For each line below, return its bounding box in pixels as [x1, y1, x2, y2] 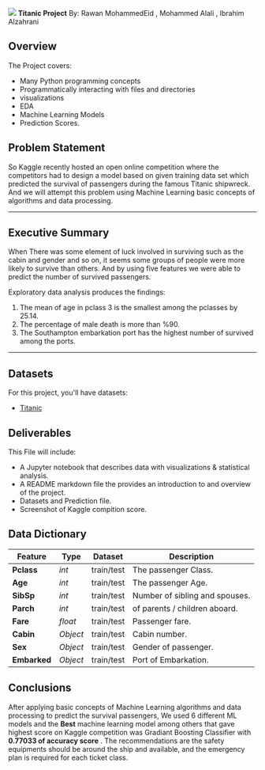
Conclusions [8, 681, 72, 695]
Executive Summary [8, 226, 110, 240]
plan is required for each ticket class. [8, 753, 129, 762]
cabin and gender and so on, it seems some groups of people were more [8, 256, 245, 265]
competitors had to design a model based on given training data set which [8, 170, 250, 180]
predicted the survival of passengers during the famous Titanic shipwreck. [8, 179, 251, 188]
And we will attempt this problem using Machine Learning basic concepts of [8, 187, 256, 197]
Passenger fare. [132, 616, 192, 627]
